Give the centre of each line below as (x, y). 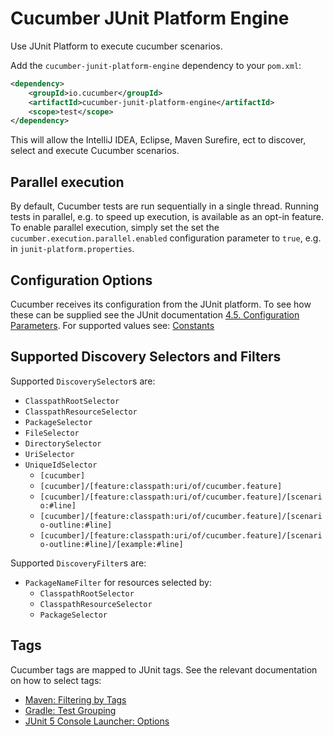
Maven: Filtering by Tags (75, 699)
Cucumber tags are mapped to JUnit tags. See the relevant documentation (164, 669)
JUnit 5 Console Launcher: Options (97, 721)
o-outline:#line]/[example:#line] (111, 544)
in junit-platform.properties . (72, 249)
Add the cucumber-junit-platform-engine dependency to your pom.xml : (156, 65)
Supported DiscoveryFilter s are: (78, 563)
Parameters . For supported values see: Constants (112, 325)
